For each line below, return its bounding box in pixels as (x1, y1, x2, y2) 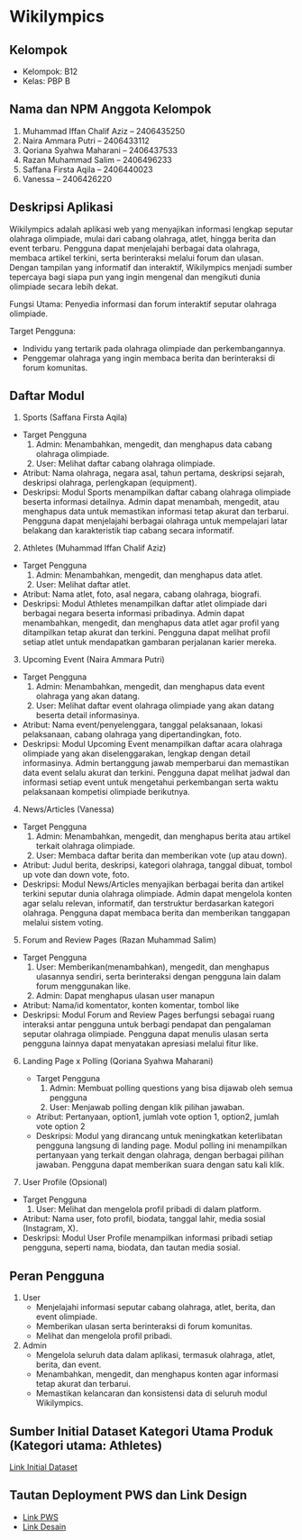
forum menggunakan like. (35, 980, 131, 992)
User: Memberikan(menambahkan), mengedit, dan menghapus (35, 961, 270, 972)
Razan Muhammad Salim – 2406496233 (22, 154, 173, 165)
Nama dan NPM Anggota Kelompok (9, 102, 212, 117)
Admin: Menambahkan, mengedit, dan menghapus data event (35, 681, 266, 692)
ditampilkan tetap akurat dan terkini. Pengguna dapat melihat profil (22, 627, 270, 638)
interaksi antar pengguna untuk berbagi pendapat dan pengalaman (22, 1019, 271, 1030)
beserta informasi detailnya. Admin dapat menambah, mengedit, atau (22, 497, 279, 507)
